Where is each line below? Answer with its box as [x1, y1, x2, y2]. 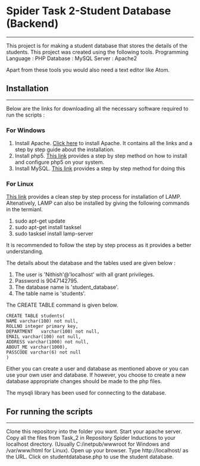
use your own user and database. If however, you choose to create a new [6, 371, 186, 379]
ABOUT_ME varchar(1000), [6, 344, 68, 351]
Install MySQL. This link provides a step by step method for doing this [14, 165, 186, 172]
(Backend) [6, 17, 59, 30]
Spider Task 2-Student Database [6, 4, 171, 18]
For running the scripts [6, 406, 93, 417]
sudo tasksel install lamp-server [14, 230, 93, 237]
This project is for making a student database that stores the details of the [6, 42, 187, 49]
